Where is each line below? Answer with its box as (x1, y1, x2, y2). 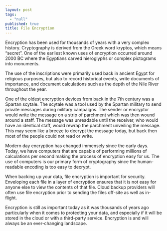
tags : (5, 12, 16, 17)
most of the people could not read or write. (5, 133, 94, 139)
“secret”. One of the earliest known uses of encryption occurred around (5, 50, 153, 56)
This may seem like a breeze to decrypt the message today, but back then (5, 128, 157, 134)
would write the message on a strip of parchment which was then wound (5, 112, 155, 118)
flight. (5, 195, 17, 201)
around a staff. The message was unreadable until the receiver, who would (5, 117, 159, 123)
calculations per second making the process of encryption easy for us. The (5, 153, 160, 160)
